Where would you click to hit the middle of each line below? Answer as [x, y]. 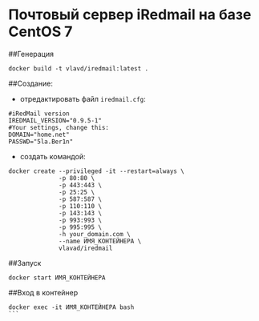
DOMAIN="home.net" [39, 134]
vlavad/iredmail [86, 248]
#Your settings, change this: [59, 127]
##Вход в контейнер [43, 292]
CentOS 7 [40, 32]
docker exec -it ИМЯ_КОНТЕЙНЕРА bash [71, 307]
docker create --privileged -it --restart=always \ [96, 171]
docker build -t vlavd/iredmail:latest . [79, 68]
